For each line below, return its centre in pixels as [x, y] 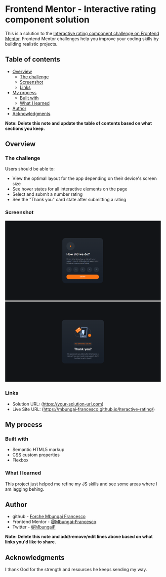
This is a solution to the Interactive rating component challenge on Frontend [82, 33]
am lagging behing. [25, 489]
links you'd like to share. [31, 542]
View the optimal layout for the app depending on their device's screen [84, 178]
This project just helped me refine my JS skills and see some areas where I [81, 484]
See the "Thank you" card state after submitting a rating [69, 200]
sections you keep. [25, 128]
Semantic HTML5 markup [38, 450]
